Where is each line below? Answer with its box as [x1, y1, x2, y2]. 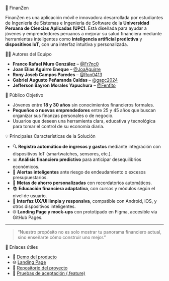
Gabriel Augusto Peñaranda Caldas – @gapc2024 [12, 77, 118, 83]
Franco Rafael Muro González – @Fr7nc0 [12, 61, 99, 67]
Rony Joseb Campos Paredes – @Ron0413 [12, 72, 103, 78]
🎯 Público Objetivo [5, 92, 44, 98]
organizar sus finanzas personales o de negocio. [12, 113, 114, 119]
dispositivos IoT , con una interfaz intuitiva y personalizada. [5, 41, 128, 47]
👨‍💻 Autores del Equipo [5, 51, 52, 57]
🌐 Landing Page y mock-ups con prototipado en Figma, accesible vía [12, 209, 157, 214]
